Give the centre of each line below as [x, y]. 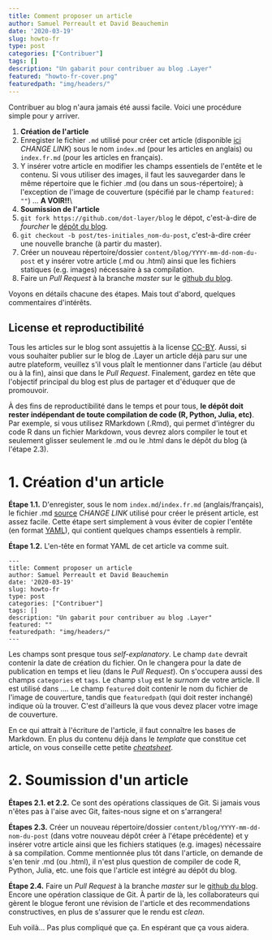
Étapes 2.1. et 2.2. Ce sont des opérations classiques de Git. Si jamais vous [134, 803]
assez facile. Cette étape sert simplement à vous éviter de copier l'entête [131, 522]
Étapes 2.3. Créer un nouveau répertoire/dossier [90, 827]
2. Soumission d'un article [99, 780]
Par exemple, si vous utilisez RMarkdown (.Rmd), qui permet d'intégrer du [132, 424]
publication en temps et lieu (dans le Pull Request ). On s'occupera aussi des [136, 671]
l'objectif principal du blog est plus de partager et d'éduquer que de [122, 382]
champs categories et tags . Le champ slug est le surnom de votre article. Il [134, 680]
